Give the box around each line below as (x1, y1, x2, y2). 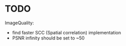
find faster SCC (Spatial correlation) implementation (12, 29, 121, 35)
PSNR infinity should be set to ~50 (12, 35, 85, 41)
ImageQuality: (5, 20, 34, 26)
